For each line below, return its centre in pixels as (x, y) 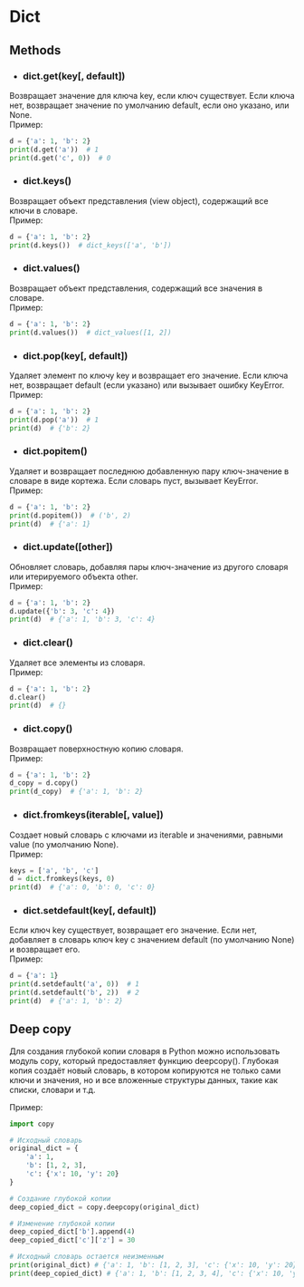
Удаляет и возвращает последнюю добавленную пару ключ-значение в (149, 471)
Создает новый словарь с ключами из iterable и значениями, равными (146, 835)
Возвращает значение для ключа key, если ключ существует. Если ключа (152, 95)
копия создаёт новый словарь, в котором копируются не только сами (145, 1070)
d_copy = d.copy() (44, 783)
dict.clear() (48, 643)
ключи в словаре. (44, 210)
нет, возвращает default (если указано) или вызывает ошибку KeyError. (147, 385)
